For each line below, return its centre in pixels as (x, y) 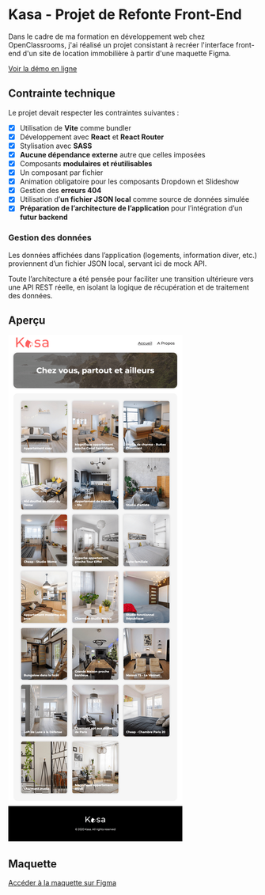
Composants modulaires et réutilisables (86, 163)
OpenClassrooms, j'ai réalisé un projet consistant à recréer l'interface (121, 44)
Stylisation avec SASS (56, 146)
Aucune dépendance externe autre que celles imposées (112, 154)
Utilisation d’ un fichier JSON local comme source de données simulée (134, 199)
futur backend (44, 217)
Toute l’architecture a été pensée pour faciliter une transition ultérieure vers (131, 279)
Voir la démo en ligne (43, 68)
